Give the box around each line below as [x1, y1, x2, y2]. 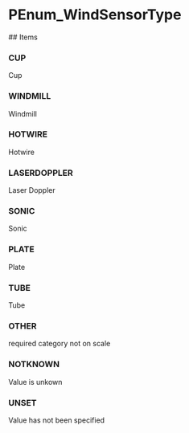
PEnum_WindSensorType [8, 6, 182, 24]
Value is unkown [8, 377, 63, 386]
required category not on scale [8, 339, 111, 349]
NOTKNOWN [8, 359, 60, 370]
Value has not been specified [8, 415, 105, 425]
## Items [8, 32, 38, 42]
